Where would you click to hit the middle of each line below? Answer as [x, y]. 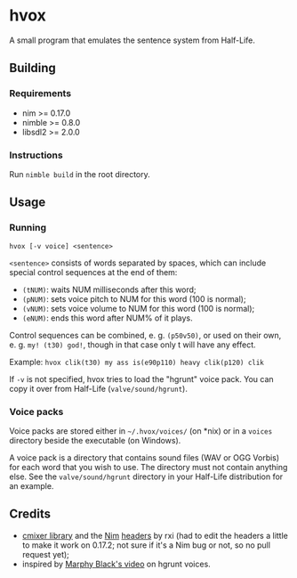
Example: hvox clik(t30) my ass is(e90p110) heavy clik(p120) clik [137, 362]
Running [28, 228]
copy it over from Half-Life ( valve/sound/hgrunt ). [99, 388]
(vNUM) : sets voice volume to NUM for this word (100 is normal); [138, 308]
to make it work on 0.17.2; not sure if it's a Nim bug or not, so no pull [146, 545]
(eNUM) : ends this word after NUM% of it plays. [107, 318]
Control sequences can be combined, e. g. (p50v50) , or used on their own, [145, 335]
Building [32, 68]
